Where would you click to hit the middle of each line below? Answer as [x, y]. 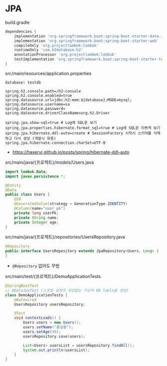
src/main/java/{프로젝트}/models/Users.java [50, 162]
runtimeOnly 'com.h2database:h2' [49, 50]
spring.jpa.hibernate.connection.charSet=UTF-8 [55, 143]
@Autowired [25, 300]
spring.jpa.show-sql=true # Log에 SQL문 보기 [51, 122]
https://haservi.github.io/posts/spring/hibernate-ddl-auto [71, 152]
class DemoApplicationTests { [37, 295]
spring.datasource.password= [35, 108]
